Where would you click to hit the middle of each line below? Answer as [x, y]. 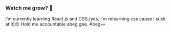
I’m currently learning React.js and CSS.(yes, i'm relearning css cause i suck [85, 19]
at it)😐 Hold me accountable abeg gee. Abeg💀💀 [55, 24]
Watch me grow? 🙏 [29, 8]
